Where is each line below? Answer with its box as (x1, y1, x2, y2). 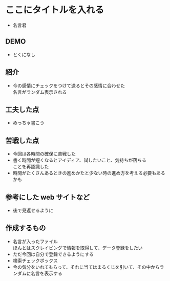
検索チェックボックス (12, 257, 58, 264)
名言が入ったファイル (12, 238, 58, 244)
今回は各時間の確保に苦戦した (12, 151, 76, 157)
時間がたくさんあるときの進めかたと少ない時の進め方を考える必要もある (12, 170, 165, 176)
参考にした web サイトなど (5, 192, 90, 202)
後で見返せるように (12, 207, 54, 213)
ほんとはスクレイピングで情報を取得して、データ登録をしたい (12, 245, 143, 251)
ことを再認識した (12, 164, 49, 170)
